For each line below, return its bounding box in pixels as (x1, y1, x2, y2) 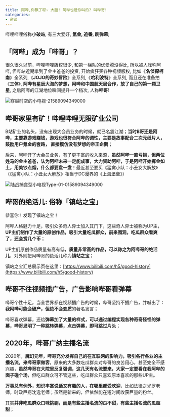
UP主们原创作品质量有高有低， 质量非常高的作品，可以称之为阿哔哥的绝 (5, 246, 153, 252)
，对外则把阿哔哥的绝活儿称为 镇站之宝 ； (10, 252, 94, 258)
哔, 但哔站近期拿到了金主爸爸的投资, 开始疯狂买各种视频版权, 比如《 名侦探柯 (5, 68, 163, 74)
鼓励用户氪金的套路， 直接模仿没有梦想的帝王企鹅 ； (5, 141, 113, 147)
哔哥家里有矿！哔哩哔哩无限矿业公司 (5, 114, 118, 123)
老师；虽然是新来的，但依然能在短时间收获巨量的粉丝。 (40, 389, 156, 395)
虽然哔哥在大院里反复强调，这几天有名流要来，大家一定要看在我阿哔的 (18, 366, 165, 372)
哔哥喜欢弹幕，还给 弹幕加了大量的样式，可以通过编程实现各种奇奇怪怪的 (5, 316, 156, 322)
